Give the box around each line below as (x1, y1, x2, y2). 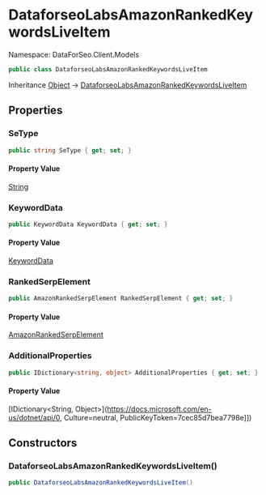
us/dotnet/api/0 (8, 412, 61, 422)
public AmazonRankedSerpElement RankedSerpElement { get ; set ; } (8, 294, 233, 303)
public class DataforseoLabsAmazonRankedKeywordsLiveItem (8, 65, 208, 74)
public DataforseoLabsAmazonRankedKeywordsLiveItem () (8, 479, 194, 487)
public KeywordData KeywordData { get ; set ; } (8, 220, 168, 228)
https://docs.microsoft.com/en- (107, 403, 212, 414)
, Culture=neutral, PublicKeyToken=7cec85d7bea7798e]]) (59, 412, 252, 422)
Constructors (8, 436, 78, 450)
